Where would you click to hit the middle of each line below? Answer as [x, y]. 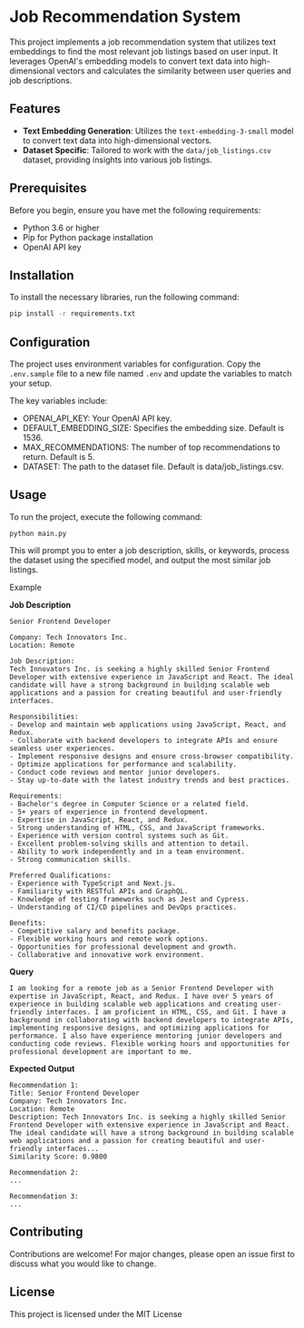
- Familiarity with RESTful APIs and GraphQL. [99, 891]
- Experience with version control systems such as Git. [119, 835]
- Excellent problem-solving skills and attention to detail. [129, 844]
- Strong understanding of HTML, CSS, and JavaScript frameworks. [137, 827]
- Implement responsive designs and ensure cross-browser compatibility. [152, 756]
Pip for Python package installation [88, 237]
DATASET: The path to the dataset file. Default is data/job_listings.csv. [153, 467]
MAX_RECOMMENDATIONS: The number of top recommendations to [152, 447]
